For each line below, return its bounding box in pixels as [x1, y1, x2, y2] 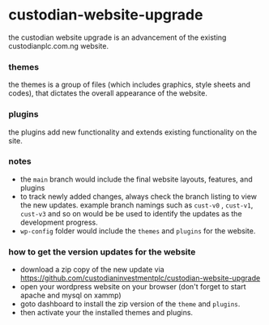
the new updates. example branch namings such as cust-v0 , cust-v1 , [19, 200, 254, 210]
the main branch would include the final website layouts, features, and [19, 174, 253, 184]
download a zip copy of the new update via [19, 265, 164, 275]
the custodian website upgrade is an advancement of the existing [8, 32, 227, 42]
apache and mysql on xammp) [19, 290, 122, 301]
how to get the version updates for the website [8, 246, 196, 257]
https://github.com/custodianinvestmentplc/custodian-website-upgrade [19, 273, 261, 283]
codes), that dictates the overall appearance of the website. [8, 88, 208, 98]
